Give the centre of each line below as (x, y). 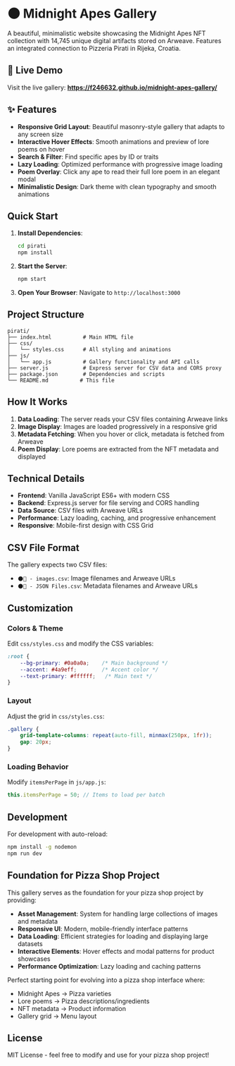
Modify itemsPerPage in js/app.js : (57, 782)
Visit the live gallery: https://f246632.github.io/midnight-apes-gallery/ (112, 87)
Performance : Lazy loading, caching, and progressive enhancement (116, 518)
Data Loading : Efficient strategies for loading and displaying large (113, 936)
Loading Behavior (38, 767)
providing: (22, 900)
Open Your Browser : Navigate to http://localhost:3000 (99, 292)
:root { (19, 656)
